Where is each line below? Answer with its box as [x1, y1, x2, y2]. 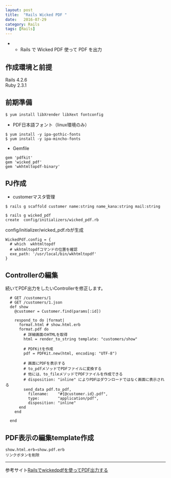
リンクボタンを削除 [5, 452, 40, 458]
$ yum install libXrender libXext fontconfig [5, 112, 103, 117]
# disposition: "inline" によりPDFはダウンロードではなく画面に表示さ [23, 377, 161, 383]
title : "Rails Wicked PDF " [5, 12, 67, 17]
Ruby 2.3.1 [5, 82, 27, 88]
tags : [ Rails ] [5, 27, 36, 32]
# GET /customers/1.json [10, 300, 63, 305]
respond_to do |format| [14, 318, 65, 323]
